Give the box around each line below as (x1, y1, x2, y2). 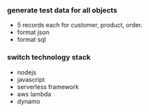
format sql (16, 36, 46, 44)
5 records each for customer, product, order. (16, 21, 143, 29)
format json (16, 28, 50, 36)
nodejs (16, 68, 36, 76)
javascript (16, 75, 45, 83)
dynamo (16, 97, 41, 105)
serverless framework (16, 83, 79, 91)
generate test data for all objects (7, 5, 118, 15)
